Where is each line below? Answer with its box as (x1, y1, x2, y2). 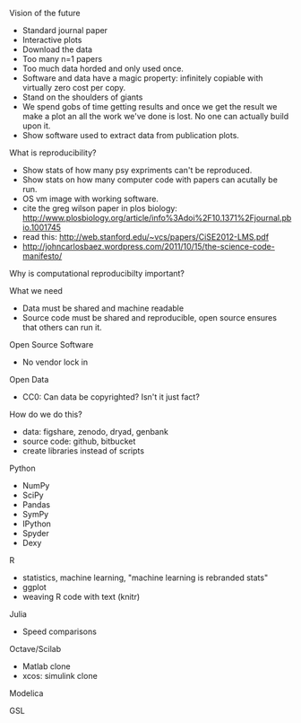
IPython (21, 518, 52, 529)
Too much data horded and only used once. (21, 63, 184, 74)
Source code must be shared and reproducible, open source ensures (21, 313, 278, 322)
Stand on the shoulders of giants (21, 92, 143, 102)
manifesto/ (21, 251, 63, 261)
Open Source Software (9, 339, 94, 349)
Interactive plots (21, 35, 82, 45)
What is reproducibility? (9, 147, 97, 158)
